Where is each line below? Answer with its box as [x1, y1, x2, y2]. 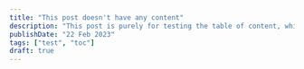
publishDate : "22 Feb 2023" [9, 30, 116, 39]
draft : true [9, 47, 54, 56]
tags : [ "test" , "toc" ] [9, 38, 95, 47]
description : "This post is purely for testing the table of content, [9, 22, 281, 30]
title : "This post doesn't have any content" [9, 13, 184, 22]
